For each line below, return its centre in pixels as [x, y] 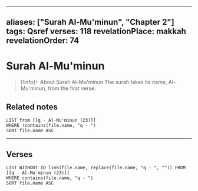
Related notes [32, 107]
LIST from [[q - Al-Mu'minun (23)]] [51, 120]
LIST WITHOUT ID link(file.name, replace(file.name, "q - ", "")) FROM [96, 167]
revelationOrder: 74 [43, 41]
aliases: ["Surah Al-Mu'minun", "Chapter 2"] [90, 22]
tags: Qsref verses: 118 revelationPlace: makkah [96, 31]
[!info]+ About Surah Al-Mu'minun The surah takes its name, [94, 82]
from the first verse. [72, 88]
